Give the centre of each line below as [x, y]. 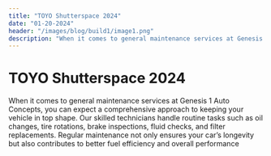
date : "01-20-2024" [41, 23]
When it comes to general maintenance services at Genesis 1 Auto [119, 101]
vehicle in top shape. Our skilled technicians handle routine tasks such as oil [136, 118]
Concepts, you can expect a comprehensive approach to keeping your [126, 109]
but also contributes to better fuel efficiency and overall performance [124, 144]
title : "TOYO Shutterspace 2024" [65, 16]
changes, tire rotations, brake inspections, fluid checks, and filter [117, 127]
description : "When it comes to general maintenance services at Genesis [136, 38]
